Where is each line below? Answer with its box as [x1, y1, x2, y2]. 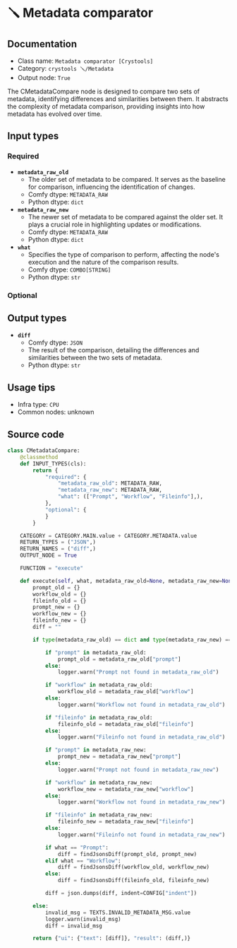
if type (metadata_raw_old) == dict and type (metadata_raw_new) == [32, 636, 232, 643]
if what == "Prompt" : [44, 844, 109, 851]
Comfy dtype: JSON [28, 338, 83, 347]
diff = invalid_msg [44, 922, 102, 930]
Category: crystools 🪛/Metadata [17, 64, 114, 72]
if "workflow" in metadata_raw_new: [44, 779, 153, 786]
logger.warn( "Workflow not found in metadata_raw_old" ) [57, 701, 226, 708]
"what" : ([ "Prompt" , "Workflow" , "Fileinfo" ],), [57, 493, 203, 500]
